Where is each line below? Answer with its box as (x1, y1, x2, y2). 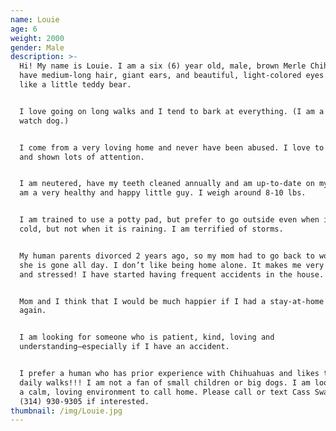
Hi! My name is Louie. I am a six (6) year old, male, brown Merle (19, 61, 307, 71)
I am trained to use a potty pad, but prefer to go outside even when (19, 215, 320, 225)
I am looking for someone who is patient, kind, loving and (19, 332, 275, 343)
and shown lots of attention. (19, 152, 145, 162)
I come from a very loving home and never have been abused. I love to (19, 142, 325, 153)
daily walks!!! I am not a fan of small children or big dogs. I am (19, 377, 311, 388)
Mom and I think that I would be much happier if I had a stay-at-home (19, 296, 325, 306)
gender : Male (10, 42, 65, 53)
